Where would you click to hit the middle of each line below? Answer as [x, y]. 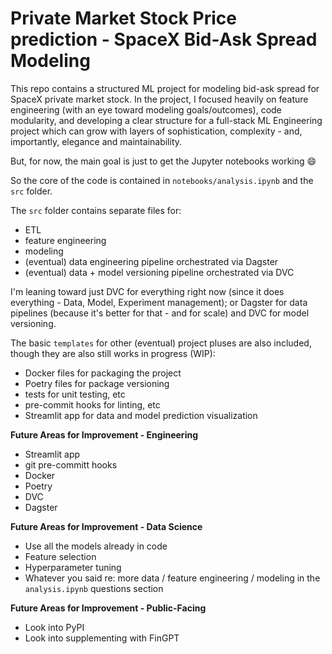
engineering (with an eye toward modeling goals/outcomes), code [146, 109]
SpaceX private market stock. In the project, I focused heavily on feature [159, 99]
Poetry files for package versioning [97, 383]
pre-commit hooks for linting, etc [92, 404]
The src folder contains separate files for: [96, 210]
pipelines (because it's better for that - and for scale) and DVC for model [160, 313]
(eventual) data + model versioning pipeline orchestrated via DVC [159, 272]
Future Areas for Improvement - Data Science [106, 526]
